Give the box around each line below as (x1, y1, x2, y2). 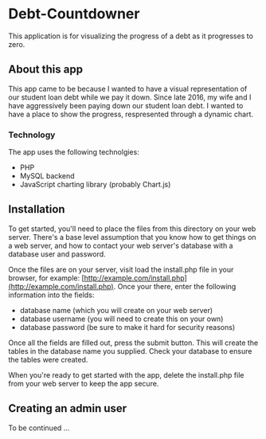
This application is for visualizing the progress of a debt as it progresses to (8, 31, 253, 41)
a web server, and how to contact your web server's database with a (8, 241, 233, 250)
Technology (8, 129, 56, 140)
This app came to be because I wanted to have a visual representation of (8, 84, 248, 93)
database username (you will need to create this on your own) (19, 314, 224, 323)
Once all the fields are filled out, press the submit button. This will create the (8, 338, 259, 347)
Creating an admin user (8, 402, 127, 415)
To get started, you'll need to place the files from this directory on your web (8, 224, 256, 233)
